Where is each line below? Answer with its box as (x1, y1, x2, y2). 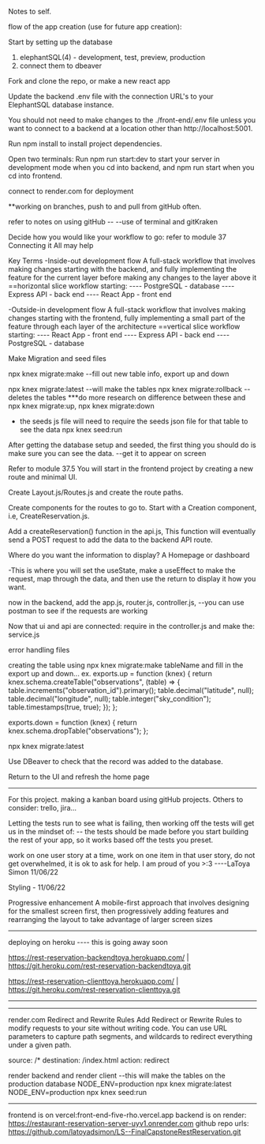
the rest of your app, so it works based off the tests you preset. (8, 835, 214, 845)
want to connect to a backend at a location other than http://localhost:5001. (8, 124, 253, 133)
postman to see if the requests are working (8, 606, 148, 615)
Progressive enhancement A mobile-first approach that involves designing (8, 898, 250, 907)
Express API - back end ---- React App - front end (8, 290, 172, 299)
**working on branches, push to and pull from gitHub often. (8, 201, 202, 211)
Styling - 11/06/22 (8, 882, 65, 892)
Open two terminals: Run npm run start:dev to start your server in (8, 154, 220, 164)
